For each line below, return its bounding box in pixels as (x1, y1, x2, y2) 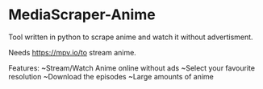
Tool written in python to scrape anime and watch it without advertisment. (8, 32, 253, 42)
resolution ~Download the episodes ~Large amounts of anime (8, 71, 214, 81)
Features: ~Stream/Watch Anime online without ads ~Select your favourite (8, 63, 256, 73)
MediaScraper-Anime (8, 6, 156, 24)
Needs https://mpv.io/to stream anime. (8, 47, 137, 57)
